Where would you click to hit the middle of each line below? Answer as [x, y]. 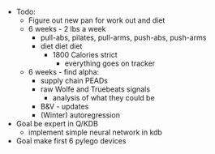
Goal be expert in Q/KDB [57, 124]
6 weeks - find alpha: [64, 72]
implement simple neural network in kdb [95, 132]
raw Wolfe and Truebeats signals [95, 89]
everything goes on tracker [110, 63]
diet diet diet [61, 46]
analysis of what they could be [104, 98]
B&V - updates [64, 106]
